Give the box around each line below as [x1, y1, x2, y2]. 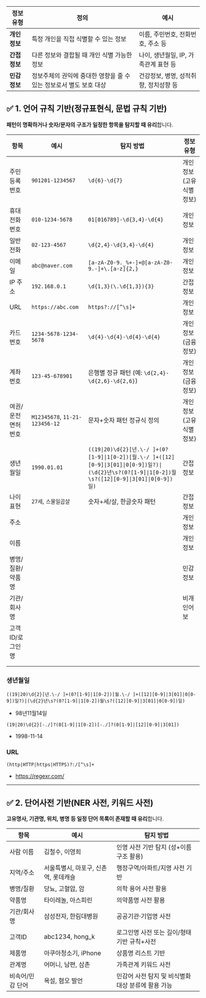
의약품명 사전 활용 [116, 896, 166, 905]
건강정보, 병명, [139, 72, 178, 80]
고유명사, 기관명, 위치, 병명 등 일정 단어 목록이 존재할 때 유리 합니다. [6, 815, 164, 822]
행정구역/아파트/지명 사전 [116, 864, 185, 872]
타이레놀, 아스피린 [44, 896, 93, 905]
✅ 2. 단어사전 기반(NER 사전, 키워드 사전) [6, 797, 154, 808]
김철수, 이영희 [44, 848, 82, 856]
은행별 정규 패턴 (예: [88, 368, 143, 377]
